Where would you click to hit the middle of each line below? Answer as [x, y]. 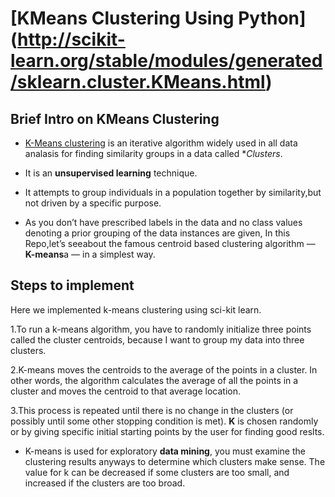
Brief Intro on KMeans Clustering [115, 118]
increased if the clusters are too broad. [105, 483]
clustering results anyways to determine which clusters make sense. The [175, 461]
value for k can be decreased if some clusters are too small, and [157, 472]
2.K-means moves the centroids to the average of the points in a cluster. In [164, 369]
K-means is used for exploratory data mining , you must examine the [165, 451]
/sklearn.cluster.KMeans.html [138, 82]
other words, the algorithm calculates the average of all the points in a [154, 380]
